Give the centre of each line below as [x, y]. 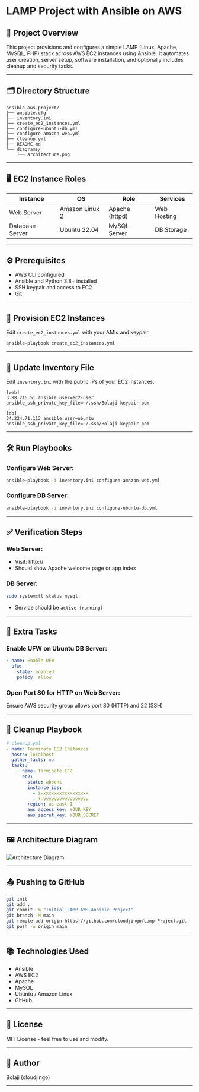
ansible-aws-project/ [33, 108]
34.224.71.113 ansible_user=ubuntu [50, 418]
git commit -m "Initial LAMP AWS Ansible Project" [70, 910]
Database [23, 226]
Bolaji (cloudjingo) [28, 1077]
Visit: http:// [29, 562]
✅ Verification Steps [44, 532]
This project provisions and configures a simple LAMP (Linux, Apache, [92, 47]
